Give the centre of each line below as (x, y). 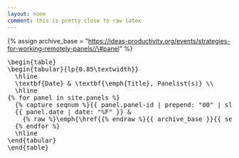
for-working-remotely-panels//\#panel (63, 48)
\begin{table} (32, 62)
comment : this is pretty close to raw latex (74, 21)
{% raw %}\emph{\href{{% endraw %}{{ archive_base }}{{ (122, 119)
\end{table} (28, 147)
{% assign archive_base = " (48, 41)
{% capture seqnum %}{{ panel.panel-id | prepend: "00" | (118, 105)
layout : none (27, 14)
